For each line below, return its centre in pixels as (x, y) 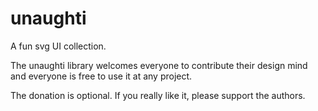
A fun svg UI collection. (58, 46)
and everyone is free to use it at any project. (101, 76)
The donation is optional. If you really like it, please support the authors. (158, 95)
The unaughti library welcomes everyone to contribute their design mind (159, 65)
